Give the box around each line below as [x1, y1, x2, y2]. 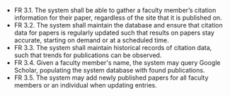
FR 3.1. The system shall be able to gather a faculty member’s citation [13, 6, 217, 14]
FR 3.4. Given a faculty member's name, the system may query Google [13, 59, 221, 66]
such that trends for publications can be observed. [13, 51, 162, 59]
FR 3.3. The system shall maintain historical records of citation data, [13, 44, 212, 52]
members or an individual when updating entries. [13, 81, 157, 89]
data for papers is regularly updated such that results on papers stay [13, 28, 214, 37]
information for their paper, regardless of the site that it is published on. [13, 13, 222, 22]
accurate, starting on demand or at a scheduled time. [13, 36, 169, 44]
